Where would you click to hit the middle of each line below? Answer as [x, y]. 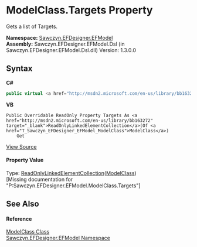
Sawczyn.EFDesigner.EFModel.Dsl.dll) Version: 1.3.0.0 [71, 50]
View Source [21, 146]
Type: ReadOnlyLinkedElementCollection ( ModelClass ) [71, 173]
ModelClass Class [28, 232]
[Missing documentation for [40, 179]
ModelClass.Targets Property [79, 10]
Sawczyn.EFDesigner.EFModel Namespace [58, 238]
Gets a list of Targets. [32, 26]
